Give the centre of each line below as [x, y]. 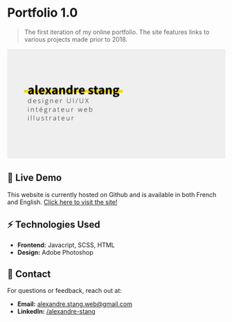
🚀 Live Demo [35, 178]
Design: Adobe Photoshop [55, 252]
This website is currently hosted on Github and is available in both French [112, 194]
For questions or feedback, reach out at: [65, 291]
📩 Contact [29, 274]
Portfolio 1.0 [43, 13]
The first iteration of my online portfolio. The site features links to [117, 32]
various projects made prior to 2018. [76, 39]
